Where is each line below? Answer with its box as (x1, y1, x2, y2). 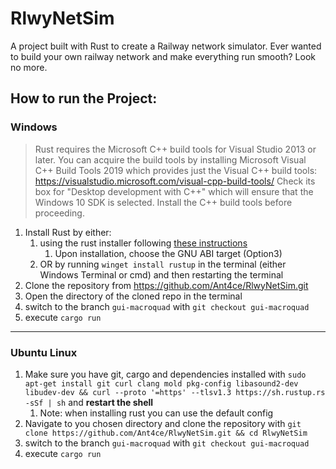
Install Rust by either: (24, 226, 112, 238)
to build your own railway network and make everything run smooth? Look (10, 50, 316, 62)
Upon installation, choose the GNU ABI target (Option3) (54, 247, 283, 259)
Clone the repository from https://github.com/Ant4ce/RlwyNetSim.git (24, 279, 309, 291)
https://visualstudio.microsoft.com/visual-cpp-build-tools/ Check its (34, 175, 316, 187)
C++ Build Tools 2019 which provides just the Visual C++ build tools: (34, 164, 318, 176)
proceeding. (34, 207, 85, 219)
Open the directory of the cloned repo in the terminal (24, 290, 243, 302)
